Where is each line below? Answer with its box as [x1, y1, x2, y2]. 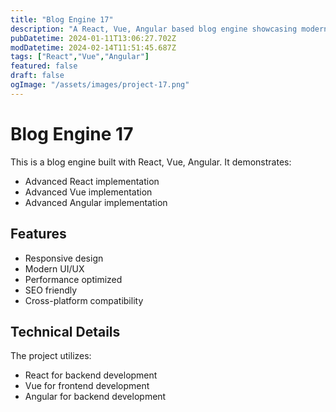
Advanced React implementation [24, 175, 160, 187]
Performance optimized [24, 273, 123, 285]
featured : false [10, 61, 78, 71]
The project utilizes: [10, 350, 92, 362]
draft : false [10, 71, 65, 81]
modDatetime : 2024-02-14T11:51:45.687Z [10, 42, 177, 53]
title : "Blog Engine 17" [10, 14, 114, 25]
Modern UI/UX [24, 262, 85, 275]
